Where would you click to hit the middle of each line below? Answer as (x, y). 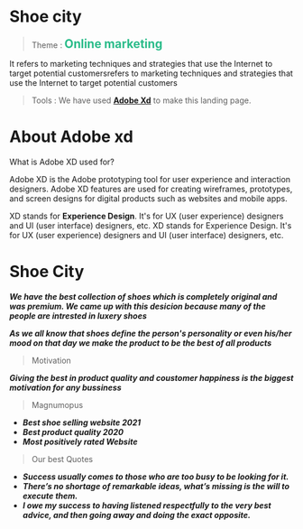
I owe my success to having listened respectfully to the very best (147, 505)
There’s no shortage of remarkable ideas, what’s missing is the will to (156, 486)
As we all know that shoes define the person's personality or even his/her (151, 333)
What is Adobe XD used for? (62, 162)
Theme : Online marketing (97, 44)
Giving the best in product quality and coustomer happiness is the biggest (151, 377)
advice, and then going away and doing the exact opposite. (136, 515)
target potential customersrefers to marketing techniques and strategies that (151, 73)
